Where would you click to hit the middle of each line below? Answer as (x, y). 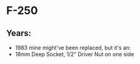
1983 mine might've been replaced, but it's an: (73, 48)
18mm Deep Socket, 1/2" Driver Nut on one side (75, 54)
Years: (19, 33)
